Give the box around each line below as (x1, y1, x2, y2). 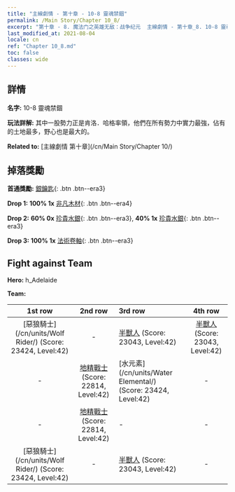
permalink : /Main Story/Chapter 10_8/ (7, 17, 120, 24)
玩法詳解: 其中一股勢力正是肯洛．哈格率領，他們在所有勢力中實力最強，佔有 (7, 118, 226, 127)
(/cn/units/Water (118, 368, 173, 378)
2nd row (79, 306, 108, 316)
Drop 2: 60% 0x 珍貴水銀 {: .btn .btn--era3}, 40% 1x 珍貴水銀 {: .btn (7, 214, 201, 223)
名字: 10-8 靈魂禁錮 (7, 103, 63, 112)
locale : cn (7, 36, 39, 43)
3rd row (118, 306, 145, 316)
